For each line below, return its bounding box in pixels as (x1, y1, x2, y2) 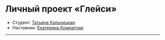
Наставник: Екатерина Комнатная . (12, 24, 85, 30)
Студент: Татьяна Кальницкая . (12, 20, 76, 25)
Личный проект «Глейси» (5, 3, 117, 15)
